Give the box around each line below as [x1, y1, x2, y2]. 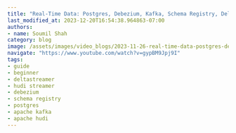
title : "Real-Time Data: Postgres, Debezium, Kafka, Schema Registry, [7, 10, 218, 18]
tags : [7, 56, 23, 63]
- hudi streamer [7, 82, 55, 89]
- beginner [7, 69, 39, 76]
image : [7, 43, 27, 50]
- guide [7, 63, 30, 70]
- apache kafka [7, 108, 52, 115]
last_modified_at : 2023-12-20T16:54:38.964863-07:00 [7, 17, 165, 24]
